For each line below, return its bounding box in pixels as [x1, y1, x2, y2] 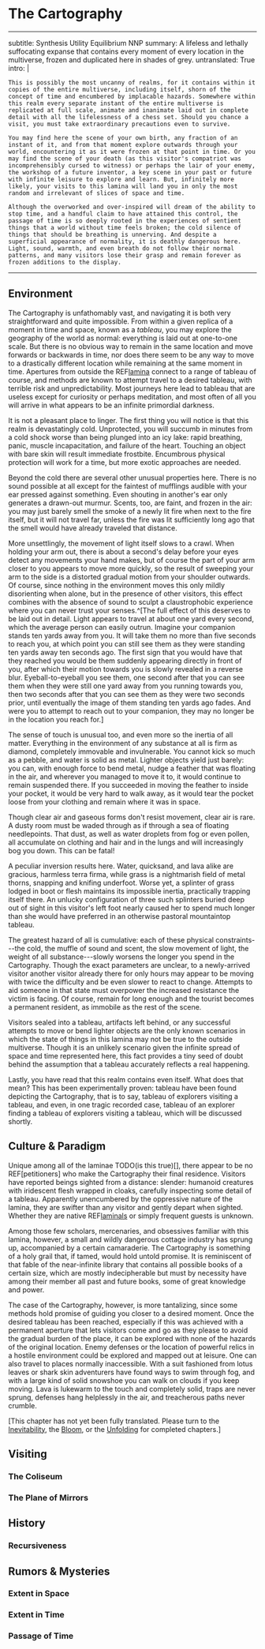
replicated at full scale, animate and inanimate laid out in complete [8, 106, 248, 114]
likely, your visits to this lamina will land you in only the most [8, 182, 238, 190]
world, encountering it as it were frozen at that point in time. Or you [8, 148, 256, 156]
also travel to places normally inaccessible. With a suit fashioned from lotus [8, 1359, 253, 1368]
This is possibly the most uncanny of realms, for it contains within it [8, 78, 256, 87]
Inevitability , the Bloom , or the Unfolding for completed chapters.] [8, 1424, 222, 1434]
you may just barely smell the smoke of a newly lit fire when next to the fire [8, 506, 252, 515]
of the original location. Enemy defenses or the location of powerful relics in [8, 1342, 255, 1351]
